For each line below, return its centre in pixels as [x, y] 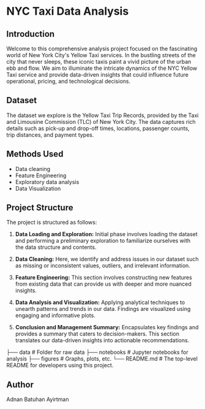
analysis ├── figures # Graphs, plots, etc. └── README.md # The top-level [102, 359]
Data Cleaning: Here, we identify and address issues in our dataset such [107, 259]
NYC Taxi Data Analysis [68, 11]
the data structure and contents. [56, 247]
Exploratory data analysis [47, 182]
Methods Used [35, 154]
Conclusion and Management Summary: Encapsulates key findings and [107, 327]
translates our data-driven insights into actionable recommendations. [102, 340]
